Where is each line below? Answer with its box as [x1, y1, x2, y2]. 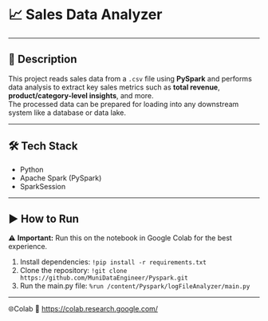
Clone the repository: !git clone [19, 266, 128, 275]
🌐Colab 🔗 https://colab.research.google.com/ [8, 304, 158, 314]
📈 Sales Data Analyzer [8, 6, 163, 24]
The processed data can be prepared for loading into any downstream [8, 99, 239, 109]
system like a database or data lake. [8, 108, 126, 117]
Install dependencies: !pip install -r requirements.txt [19, 257, 207, 267]
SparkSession [19, 181, 66, 191]
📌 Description [8, 53, 77, 66]
